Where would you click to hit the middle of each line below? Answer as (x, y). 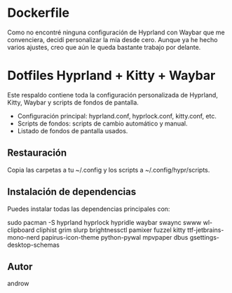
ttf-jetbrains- (205, 230)
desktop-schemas (33, 245)
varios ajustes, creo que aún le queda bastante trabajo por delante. (104, 47)
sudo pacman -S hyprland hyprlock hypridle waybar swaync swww (104, 222)
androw (18, 284)
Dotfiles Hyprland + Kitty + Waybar (111, 76)
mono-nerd (23, 237)
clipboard (21, 230)
